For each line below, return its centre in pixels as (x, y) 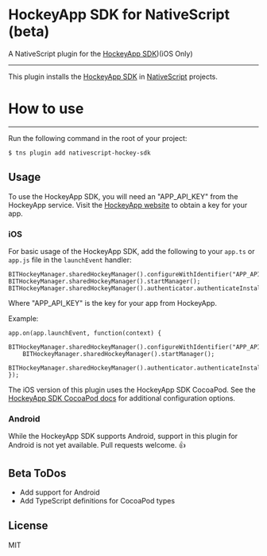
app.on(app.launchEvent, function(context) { (85, 333)
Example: (23, 318)
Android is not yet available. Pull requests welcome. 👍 (97, 445)
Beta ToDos (37, 473)
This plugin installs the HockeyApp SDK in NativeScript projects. (113, 76)
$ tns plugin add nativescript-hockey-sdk (79, 153)
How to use (46, 109)
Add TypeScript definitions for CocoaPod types (97, 501)
